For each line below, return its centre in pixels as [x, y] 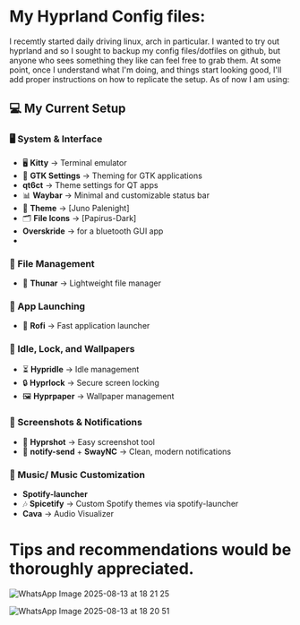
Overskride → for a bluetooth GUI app [93, 231]
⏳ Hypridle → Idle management [81, 369]
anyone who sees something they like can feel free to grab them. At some [145, 60]
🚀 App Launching [47, 306]
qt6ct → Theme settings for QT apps [90, 184]
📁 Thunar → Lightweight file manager [91, 283]
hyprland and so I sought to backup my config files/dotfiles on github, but [145, 50]
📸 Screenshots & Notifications [76, 423]
